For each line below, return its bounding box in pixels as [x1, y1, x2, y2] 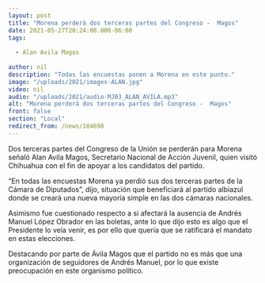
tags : [8, 33, 26, 42]
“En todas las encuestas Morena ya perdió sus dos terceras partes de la [8, 176, 243, 185]
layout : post [8, 11, 51, 20]
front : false [8, 108, 51, 116]
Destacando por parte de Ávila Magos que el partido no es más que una [8, 249, 243, 258]
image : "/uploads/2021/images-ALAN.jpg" [8, 78, 144, 86]
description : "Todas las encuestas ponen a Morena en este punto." [8, 71, 236, 78]
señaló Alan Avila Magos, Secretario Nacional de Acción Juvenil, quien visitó [8, 152, 258, 162]
